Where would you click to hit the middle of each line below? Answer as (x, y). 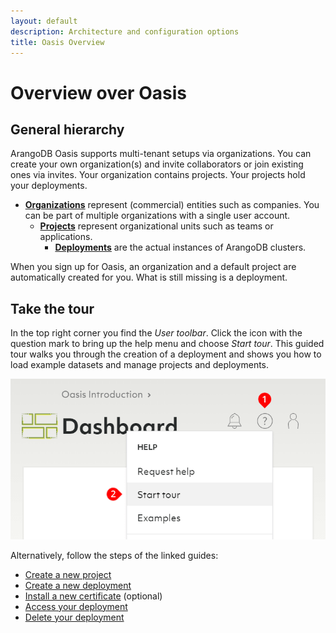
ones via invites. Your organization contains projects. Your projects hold (158, 175)
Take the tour (52, 308)
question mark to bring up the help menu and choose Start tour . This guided (167, 344)
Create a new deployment (78, 585)
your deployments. (49, 186)
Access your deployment (76, 606)
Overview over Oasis (98, 92)
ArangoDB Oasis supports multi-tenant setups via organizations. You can (161, 154)
